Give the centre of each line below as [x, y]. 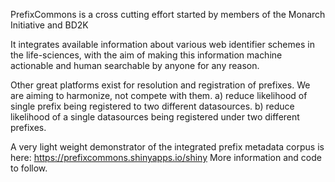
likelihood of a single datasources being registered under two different [155, 117]
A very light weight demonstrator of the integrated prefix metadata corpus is [167, 147]
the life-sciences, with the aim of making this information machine [146, 55]
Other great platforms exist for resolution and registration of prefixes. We [160, 85]
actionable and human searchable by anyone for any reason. [135, 65]
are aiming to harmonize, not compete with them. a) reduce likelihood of [159, 95]
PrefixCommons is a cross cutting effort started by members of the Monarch [168, 14]
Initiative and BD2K [49, 25]
